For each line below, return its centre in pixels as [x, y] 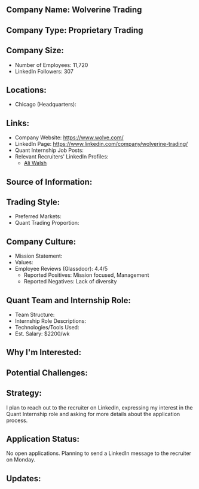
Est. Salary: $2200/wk [42, 334]
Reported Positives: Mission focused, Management [86, 275]
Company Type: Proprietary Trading [75, 30]
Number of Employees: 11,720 [51, 65]
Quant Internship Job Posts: [49, 150]
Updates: [24, 479]
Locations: [26, 90]
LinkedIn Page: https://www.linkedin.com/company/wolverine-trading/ [101, 144]
